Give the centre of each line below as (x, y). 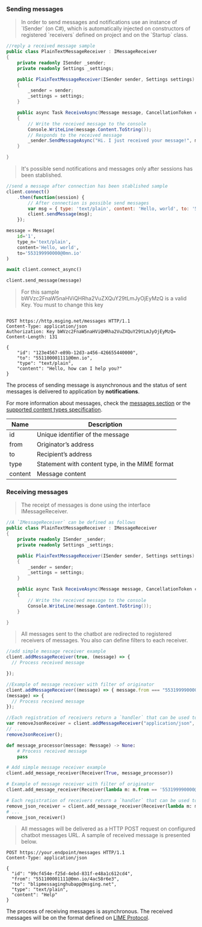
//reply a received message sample (51, 46)
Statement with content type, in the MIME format (105, 464)
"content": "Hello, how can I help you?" (69, 369)
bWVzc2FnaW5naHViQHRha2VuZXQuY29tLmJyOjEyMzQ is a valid (104, 299)
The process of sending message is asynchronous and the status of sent (96, 385)
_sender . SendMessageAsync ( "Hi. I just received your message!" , (110, 141)
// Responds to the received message (75, 135)
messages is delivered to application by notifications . (73, 391)
